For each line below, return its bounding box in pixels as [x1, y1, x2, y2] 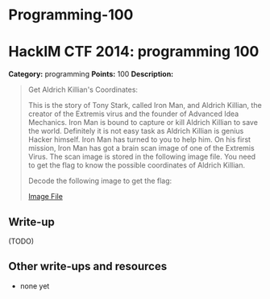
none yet [19, 280, 50, 291]
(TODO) [8, 236, 35, 246]
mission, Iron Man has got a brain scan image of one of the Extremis [27, 143, 255, 153]
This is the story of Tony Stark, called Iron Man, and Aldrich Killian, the [27, 101, 262, 110]
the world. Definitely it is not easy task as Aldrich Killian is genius [27, 127, 244, 136]
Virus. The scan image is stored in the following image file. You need [27, 152, 256, 162]
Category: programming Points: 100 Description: [8, 69, 174, 79]
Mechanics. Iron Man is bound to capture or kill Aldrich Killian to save [27, 118, 258, 127]
